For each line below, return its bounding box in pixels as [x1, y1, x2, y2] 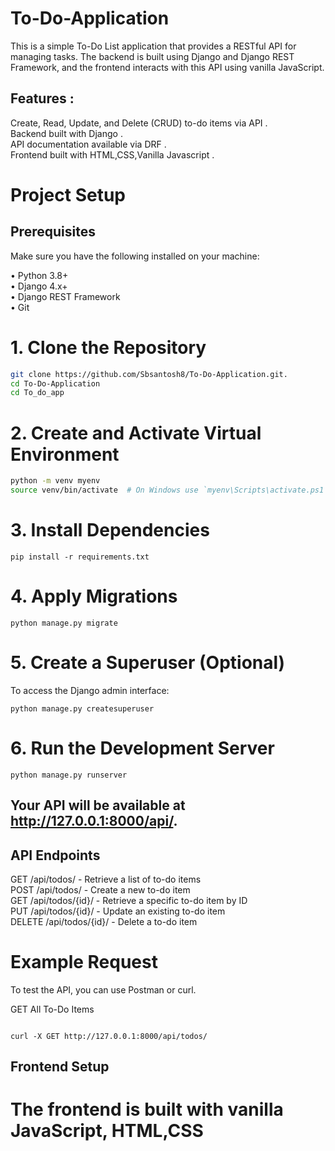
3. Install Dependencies [10, 519, 210, 542]
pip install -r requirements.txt [10, 552, 150, 562]
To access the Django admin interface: [10, 684, 170, 696]
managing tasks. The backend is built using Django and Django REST [10, 50, 295, 62]
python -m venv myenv [10, 476, 101, 486]
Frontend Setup [10, 1058, 110, 1076]
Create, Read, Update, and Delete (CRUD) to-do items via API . [10, 117, 268, 129]
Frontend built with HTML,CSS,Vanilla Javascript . [10, 148, 215, 161]
